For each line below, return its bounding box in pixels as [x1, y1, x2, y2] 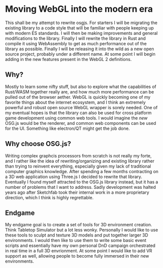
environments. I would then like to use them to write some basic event [5, 238, 146, 243]
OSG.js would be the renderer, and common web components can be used [5, 120, 156, 126]
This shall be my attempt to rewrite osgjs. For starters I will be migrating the [5, 20, 158, 26]
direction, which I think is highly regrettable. [5, 194, 94, 200]
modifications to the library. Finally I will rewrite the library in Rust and [5, 35, 146, 41]
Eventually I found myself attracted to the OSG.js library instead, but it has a [5, 179, 159, 185]
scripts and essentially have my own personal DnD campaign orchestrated [5, 242, 156, 249]
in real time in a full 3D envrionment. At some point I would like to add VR [5, 248, 152, 254]
